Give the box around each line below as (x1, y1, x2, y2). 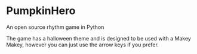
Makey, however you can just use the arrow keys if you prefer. (6, 41, 159, 48)
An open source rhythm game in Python (6, 23, 104, 31)
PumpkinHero (6, 4, 76, 18)
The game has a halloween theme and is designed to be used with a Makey (6, 35, 191, 42)
